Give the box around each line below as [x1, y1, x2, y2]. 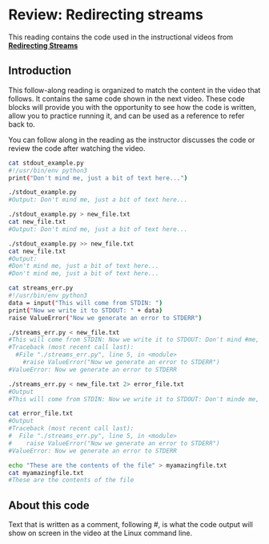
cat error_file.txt [8, 409, 74, 418]
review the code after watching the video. [8, 143, 146, 153]
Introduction [8, 64, 72, 78]
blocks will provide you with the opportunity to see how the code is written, [8, 102, 256, 112]
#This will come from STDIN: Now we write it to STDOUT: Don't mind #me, [8, 335, 260, 344]
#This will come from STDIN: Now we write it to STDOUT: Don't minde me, [8, 395, 260, 403]
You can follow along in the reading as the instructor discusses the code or [8, 135, 255, 144]
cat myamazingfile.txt [8, 469, 84, 477]
